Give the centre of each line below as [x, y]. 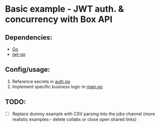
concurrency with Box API [59, 19]
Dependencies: [29, 37]
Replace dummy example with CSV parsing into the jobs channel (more [83, 114]
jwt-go [19, 54]
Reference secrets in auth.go [41, 81]
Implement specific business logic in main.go [58, 86]
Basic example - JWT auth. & [65, 9]
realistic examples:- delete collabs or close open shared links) [74, 119]
